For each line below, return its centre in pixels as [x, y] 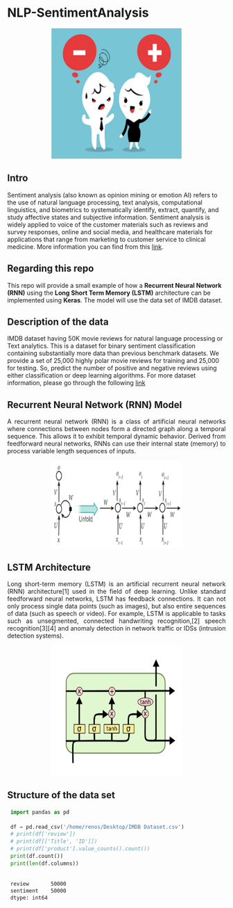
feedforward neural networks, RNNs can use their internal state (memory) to [116, 444]
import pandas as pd [40, 812]
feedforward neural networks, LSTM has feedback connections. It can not [116, 599]
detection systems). [35, 635]
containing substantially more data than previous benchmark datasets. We [113, 353]
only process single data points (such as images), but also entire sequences [116, 606]
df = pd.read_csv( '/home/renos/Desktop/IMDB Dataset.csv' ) [97, 827]
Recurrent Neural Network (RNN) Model [95, 405]
